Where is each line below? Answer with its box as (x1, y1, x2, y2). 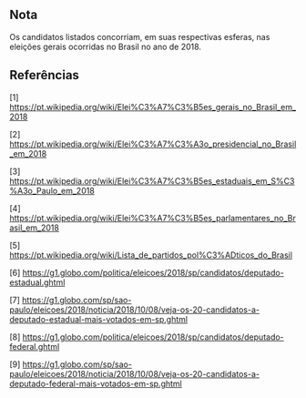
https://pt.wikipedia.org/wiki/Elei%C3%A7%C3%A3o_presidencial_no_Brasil (9, 138, 297, 149)
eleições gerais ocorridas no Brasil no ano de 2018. (9, 41, 202, 52)
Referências (9, 67, 80, 83)
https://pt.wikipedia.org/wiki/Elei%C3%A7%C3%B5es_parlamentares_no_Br (9, 212, 296, 223)
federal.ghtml (9, 341, 60, 352)
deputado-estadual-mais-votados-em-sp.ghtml (9, 313, 189, 324)
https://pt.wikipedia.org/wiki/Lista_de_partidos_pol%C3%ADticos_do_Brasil (9, 250, 293, 260)
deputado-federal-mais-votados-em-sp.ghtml (9, 378, 182, 389)
